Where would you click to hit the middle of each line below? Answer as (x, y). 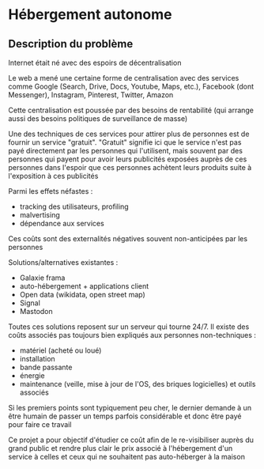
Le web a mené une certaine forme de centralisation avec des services (124, 78)
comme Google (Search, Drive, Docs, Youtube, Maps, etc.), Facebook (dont (131, 86)
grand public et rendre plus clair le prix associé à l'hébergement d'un (121, 448)
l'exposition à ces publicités (53, 176)
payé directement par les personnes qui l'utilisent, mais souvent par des (126, 151)
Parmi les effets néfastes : (51, 191)
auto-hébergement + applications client (84, 286)
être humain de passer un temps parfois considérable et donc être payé (125, 416)
